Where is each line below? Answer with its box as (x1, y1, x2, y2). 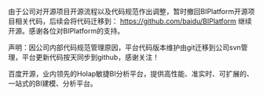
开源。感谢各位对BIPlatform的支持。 (8, 26, 125, 35)
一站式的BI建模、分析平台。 (8, 79, 97, 88)
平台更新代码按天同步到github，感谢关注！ (21, 53, 159, 62)
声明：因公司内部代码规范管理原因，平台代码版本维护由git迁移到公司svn (8, 43, 242, 52)
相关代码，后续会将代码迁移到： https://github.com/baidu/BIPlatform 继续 (14, 16, 253, 26)
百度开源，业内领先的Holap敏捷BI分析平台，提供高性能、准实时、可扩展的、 (8, 69, 254, 78)
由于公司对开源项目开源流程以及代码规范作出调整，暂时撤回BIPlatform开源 (8, 7, 249, 16)
